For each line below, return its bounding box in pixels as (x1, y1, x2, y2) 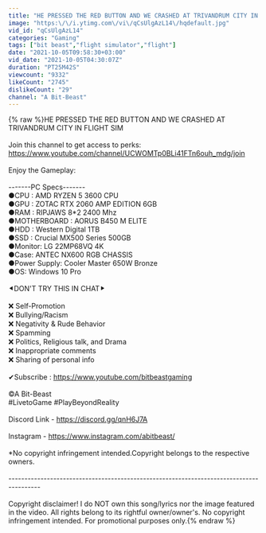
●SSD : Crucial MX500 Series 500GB (8, 233, 131, 243)
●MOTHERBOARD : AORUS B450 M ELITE (8, 216, 147, 226)
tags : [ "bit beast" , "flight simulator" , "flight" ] (8, 41, 177, 49)
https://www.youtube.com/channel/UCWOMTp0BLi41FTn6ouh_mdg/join (8, 149, 245, 158)
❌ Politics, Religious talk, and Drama (8, 337, 127, 347)
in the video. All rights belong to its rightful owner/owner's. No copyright (8, 508, 245, 517)
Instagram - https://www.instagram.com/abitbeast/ (8, 431, 175, 442)
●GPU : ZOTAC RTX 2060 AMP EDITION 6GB (8, 200, 158, 209)
